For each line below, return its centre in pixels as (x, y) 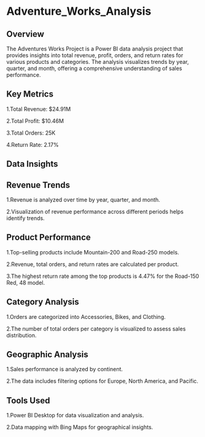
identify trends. (25, 218)
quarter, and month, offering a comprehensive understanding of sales (94, 68)
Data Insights (32, 164)
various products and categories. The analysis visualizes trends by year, (98, 62)
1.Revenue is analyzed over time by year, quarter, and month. (83, 200)
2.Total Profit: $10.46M (35, 120)
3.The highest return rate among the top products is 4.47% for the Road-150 (103, 276)
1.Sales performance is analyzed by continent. (65, 369)
